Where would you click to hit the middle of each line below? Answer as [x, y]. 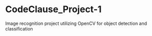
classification [19, 28]
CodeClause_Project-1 [53, 9]
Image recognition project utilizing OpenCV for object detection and [76, 23]
